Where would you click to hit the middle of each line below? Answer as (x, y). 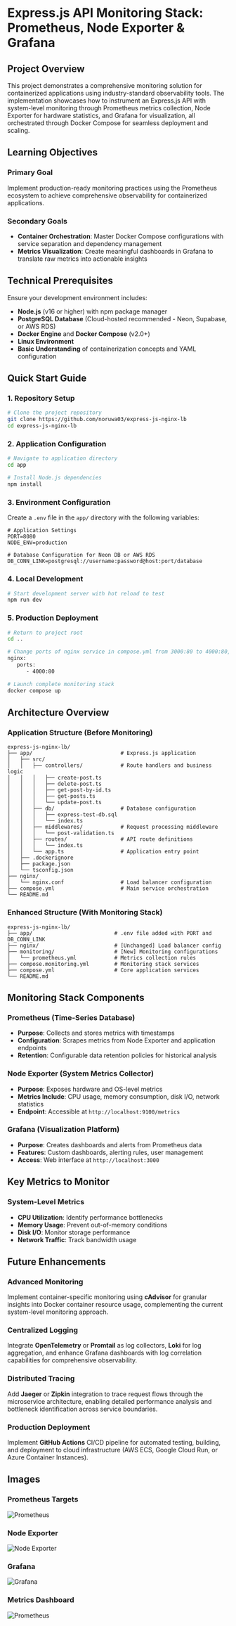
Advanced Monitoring (45, 1282)
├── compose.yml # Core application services (103, 970)
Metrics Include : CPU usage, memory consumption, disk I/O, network (118, 1096)
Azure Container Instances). (48, 1457)
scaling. (19, 130)
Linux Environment (46, 341)
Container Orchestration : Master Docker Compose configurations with (120, 236)
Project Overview (46, 69)
